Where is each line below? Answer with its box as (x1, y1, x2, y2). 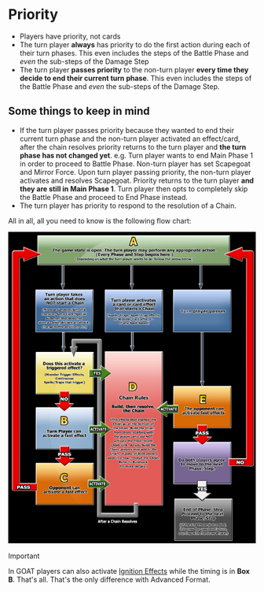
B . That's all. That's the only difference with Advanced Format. (8, 575, 211, 584)
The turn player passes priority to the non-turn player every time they (19, 65, 249, 74)
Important (8, 551, 40, 561)
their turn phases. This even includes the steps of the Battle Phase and (19, 48, 249, 57)
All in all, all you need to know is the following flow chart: (8, 216, 192, 225)
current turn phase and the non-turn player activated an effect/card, (19, 134, 241, 143)
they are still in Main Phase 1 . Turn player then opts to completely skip (19, 183, 248, 194)
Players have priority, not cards (19, 31, 121, 41)
